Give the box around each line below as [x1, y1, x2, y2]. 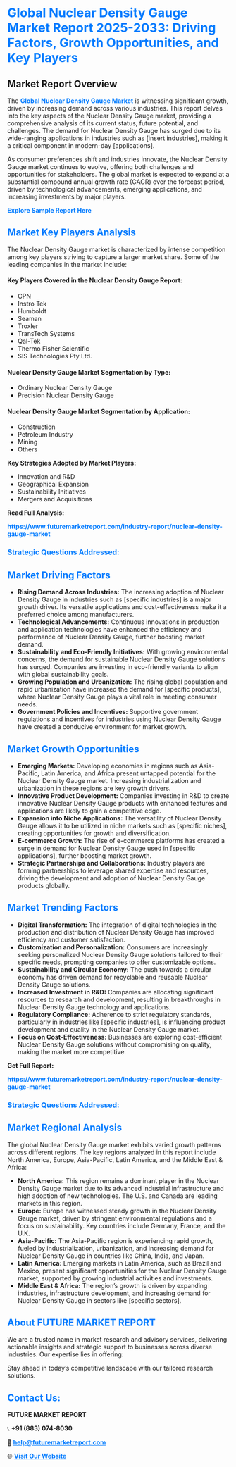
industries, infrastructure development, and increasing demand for [17, 1289, 211, 1297]
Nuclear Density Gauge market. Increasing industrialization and [17, 776, 201, 785]
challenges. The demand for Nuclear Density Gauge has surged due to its [7, 127, 221, 135]
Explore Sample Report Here [7, 206, 92, 214]
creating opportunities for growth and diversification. [17, 829, 171, 837]
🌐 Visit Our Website [7, 1452, 67, 1461]
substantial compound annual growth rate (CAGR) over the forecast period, [7, 177, 225, 186]
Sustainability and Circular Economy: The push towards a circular [17, 965, 212, 973]
